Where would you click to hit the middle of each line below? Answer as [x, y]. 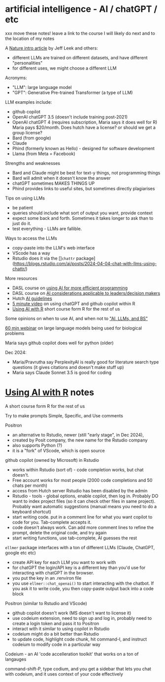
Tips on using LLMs [25, 198]
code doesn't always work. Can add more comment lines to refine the [83, 527]
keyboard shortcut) [32, 512]
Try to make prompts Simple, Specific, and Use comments [64, 415]
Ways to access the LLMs [31, 238]
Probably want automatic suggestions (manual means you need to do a [84, 506]
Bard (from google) [32, 138]
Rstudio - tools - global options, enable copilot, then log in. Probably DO [85, 496]
